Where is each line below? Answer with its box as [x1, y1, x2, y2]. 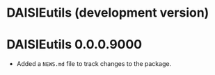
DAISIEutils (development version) [6, 5, 209, 21]
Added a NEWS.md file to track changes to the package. [16, 60, 172, 68]
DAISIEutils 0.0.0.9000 [6, 37, 143, 53]
